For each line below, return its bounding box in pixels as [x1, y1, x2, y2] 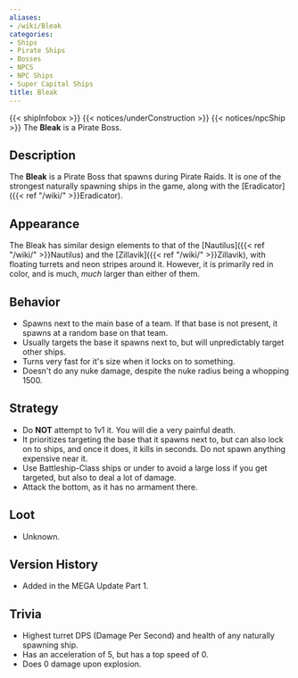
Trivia [9, 607, 42, 622]
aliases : [9, 13, 42, 22]
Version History [9, 557, 98, 572]
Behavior [9, 294, 61, 309]
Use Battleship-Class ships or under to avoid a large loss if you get [21, 462, 268, 473]
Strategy [9, 401, 59, 416]
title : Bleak [9, 88, 58, 96]
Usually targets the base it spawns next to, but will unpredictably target [21, 337, 285, 347]
